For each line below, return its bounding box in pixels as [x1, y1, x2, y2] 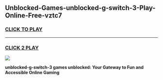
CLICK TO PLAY [5, 26, 43, 33]
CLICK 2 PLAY [5, 44, 39, 51]
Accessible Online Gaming [5, 69, 60, 75]
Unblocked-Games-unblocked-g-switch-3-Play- [5, 4, 156, 12]
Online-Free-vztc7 [5, 12, 62, 20]
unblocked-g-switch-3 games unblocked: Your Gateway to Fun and [5, 64, 144, 70]
